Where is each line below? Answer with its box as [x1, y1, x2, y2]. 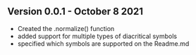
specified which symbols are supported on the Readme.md [17, 39, 190, 48]
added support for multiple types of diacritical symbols [17, 32, 178, 40]
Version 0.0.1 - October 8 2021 [7, 6, 143, 18]
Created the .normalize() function [17, 24, 115, 32]
